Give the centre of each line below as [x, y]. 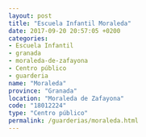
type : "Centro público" [48, 114]
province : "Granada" [43, 91]
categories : [28, 38]
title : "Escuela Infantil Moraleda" [70, 23]
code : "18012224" [38, 106]
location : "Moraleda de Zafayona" [67, 98]
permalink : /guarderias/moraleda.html [73, 121]
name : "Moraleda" [38, 83]
